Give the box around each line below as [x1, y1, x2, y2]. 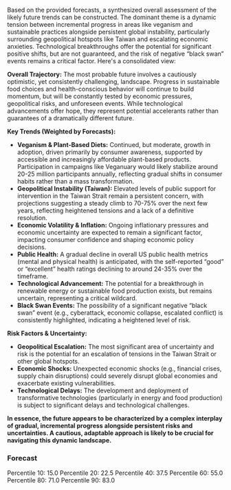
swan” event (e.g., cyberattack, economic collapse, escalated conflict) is [16, 309, 223, 317]
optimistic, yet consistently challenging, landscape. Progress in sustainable [7, 78, 220, 85]
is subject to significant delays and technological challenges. [16, 401, 190, 409]
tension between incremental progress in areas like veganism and [7, 21, 193, 28]
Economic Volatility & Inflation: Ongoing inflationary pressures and [16, 221, 209, 229]
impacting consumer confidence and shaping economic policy [16, 236, 195, 243]
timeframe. [16, 272, 48, 280]
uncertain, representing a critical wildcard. [16, 294, 137, 302]
